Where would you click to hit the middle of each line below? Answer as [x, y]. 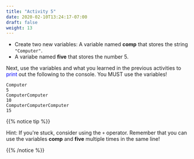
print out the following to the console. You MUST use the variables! [87, 74]
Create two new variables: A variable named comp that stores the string [101, 44]
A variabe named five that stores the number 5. [72, 57]
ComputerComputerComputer [37, 106]
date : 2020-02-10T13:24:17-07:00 [47, 17]
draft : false [22, 22]
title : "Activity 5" [31, 11]
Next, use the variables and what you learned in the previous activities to [94, 68]
